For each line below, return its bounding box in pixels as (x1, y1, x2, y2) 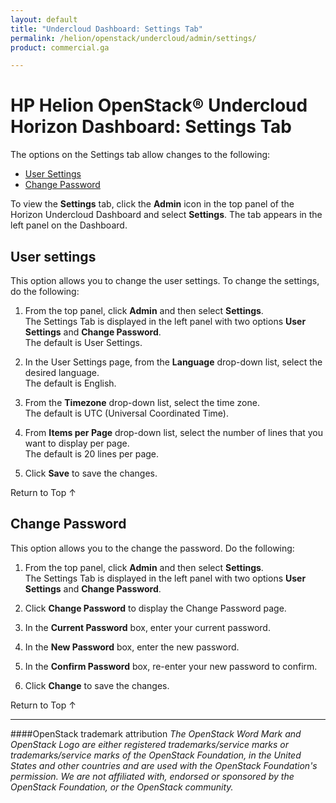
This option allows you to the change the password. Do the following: (10, 542, 295, 554)
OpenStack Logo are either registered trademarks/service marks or (10, 738, 289, 750)
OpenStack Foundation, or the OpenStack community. (10, 781, 234, 793)
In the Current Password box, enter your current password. (24, 621, 271, 633)
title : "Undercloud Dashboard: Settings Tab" (10, 24, 203, 34)
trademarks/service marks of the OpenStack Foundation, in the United (10, 749, 302, 761)
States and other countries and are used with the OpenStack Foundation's (10, 759, 318, 771)
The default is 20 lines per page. (24, 448, 160, 460)
